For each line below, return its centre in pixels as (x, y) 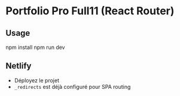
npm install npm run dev (35, 47)
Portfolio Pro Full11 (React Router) (90, 11)
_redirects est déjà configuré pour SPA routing (72, 86)
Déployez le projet (36, 80)
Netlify (19, 66)
